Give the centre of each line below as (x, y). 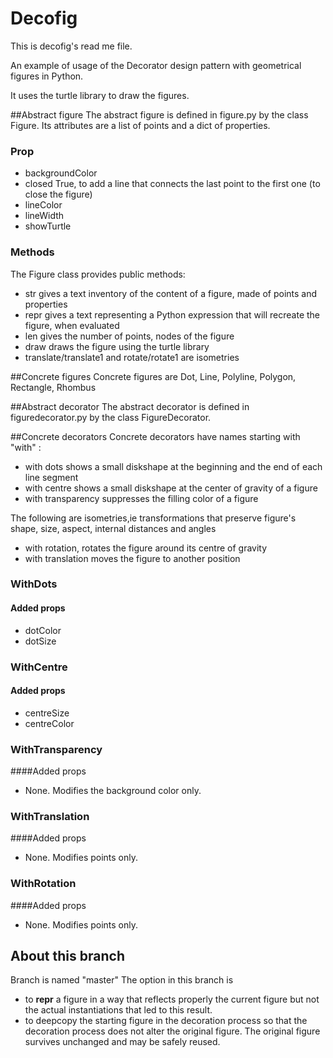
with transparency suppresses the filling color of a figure (141, 498)
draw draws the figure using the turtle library (117, 346)
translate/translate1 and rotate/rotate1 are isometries (132, 357)
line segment (51, 477)
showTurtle (48, 226)
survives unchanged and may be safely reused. (122, 1042)
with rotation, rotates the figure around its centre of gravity (146, 548)
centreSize (47, 713)
